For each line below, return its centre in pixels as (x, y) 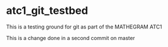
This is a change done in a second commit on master (70, 38)
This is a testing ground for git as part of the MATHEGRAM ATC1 (84, 27)
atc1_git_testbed (47, 11)
